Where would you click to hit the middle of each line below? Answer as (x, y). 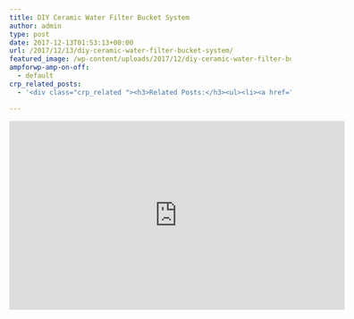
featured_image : (39, 59)
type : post (29, 34)
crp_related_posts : (46, 84)
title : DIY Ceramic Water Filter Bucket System (100, 17)
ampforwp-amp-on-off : (50, 68)
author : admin (36, 26)
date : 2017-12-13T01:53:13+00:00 (72, 42)
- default (35, 76)
